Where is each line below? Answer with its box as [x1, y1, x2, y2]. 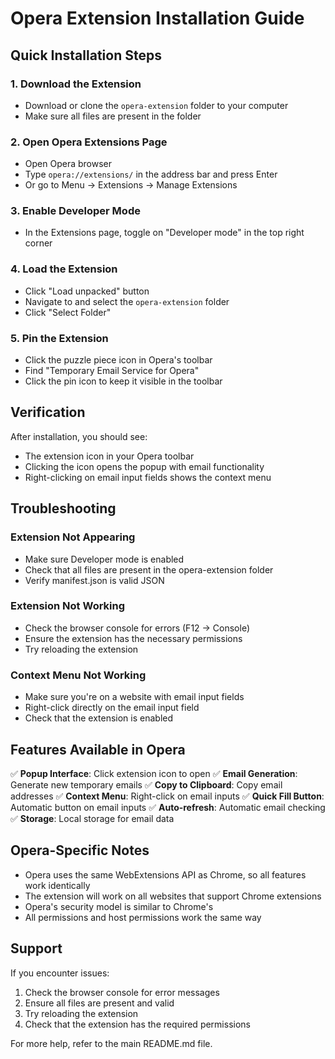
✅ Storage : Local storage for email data [10, 812, 175, 824]
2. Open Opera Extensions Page [10, 135, 168, 149]
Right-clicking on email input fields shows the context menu [24, 471, 272, 483]
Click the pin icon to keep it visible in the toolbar [24, 375, 223, 387]
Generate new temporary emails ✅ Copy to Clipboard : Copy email [10, 778, 283, 791]
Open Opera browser [24, 158, 112, 170]
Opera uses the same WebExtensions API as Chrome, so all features [24, 868, 307, 881]
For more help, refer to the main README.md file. [10, 1037, 213, 1049]
